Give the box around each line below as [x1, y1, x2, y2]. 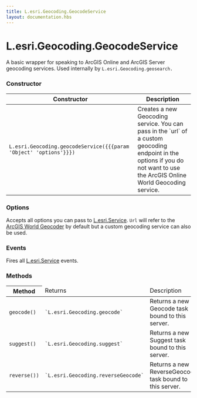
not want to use [137, 163, 181, 172]
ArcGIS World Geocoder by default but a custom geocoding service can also [6, 223, 191, 230]
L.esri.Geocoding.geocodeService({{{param [9, 143, 130, 150]
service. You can [137, 119, 184, 128]
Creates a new [137, 105, 178, 113]
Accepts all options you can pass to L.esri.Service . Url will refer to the [6, 217, 175, 224]
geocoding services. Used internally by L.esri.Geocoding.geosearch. [6, 65, 173, 72]
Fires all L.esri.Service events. [6, 257, 79, 265]
